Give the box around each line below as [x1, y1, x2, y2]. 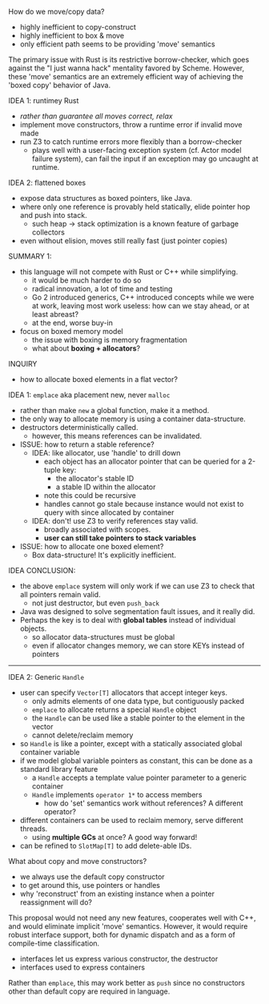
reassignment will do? [19, 898, 92, 907]
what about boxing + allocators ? [31, 343, 141, 353]
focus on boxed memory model [19, 327, 123, 335]
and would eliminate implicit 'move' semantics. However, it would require [8, 922, 248, 931]
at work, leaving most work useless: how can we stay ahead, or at [31, 301, 250, 311]
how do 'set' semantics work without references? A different [43, 798, 243, 808]
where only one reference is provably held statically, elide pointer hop [19, 202, 251, 211]
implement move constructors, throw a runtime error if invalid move [19, 120, 243, 129]
